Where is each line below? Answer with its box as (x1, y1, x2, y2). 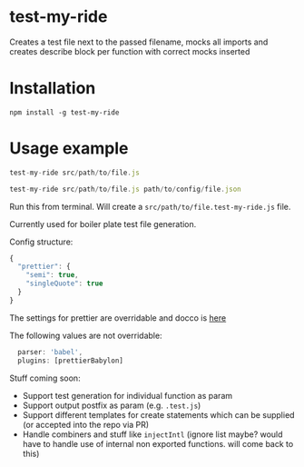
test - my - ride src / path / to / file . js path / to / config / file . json (9, 184, 242, 194)
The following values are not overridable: (9, 330, 162, 341)
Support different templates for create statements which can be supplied (22, 409, 295, 420)
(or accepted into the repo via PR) (22, 419, 150, 430)
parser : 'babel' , (17, 347, 83, 356)
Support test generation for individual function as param (22, 390, 233, 401)
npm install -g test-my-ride (9, 107, 120, 117)
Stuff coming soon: (9, 373, 81, 383)
